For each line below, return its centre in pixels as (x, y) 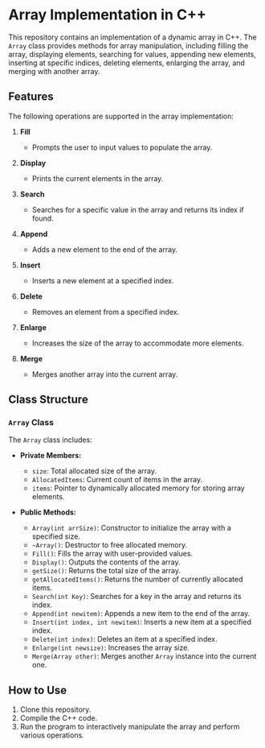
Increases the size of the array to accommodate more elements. (138, 343)
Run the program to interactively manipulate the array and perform (130, 727)
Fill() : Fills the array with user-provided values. (112, 554)
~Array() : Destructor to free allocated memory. (109, 545)
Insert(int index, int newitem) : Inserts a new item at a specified (141, 622)
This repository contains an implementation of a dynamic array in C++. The (132, 37)
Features (31, 97)
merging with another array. (54, 71)
